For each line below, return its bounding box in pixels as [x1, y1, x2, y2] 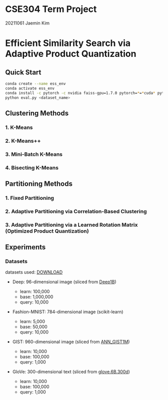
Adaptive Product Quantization [5, 48, 136, 59]
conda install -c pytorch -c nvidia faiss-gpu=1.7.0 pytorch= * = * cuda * [5, 90, 155, 95]
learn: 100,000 [19, 289, 50, 295]
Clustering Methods [5, 109, 69, 117]
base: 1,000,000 [19, 294, 53, 300]
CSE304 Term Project [5, 3, 97, 15]
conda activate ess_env [5, 86, 55, 91]
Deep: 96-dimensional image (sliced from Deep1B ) [12, 279, 116, 285]
